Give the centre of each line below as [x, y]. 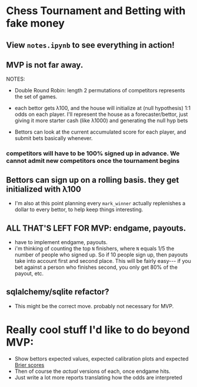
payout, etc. [29, 273]
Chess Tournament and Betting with [96, 11]
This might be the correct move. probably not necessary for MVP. [94, 306]
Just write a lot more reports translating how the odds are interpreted [98, 377]
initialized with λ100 [44, 189]
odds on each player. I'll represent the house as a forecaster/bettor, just [101, 114]
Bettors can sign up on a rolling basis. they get [93, 180]
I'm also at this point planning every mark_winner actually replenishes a [100, 203]
